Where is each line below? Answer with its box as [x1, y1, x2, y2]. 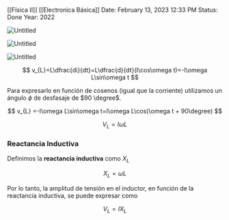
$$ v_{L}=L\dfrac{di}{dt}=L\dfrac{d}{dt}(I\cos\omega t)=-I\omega [22, 66, 208, 74]
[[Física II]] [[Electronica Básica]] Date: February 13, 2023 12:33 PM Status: [7, 6, 218, 14]
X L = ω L [103, 169, 126, 179]
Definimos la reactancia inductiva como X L [7, 154, 130, 164]
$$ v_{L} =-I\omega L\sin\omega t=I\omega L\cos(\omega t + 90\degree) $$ [8, 107, 222, 115]
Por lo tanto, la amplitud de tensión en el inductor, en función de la [7, 184, 194, 192]
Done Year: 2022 [7, 13, 55, 21]
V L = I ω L [102, 120, 128, 130]
